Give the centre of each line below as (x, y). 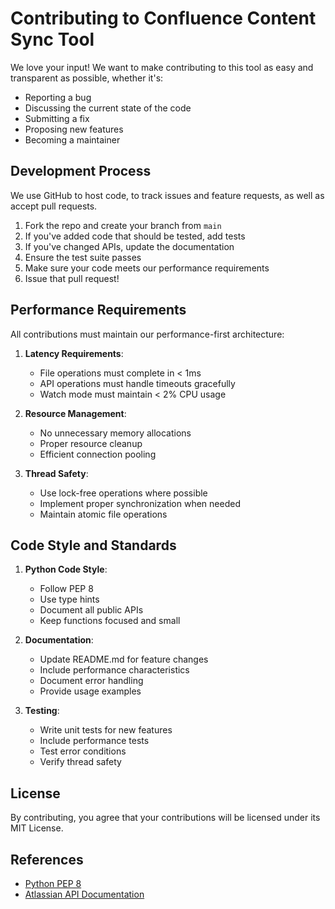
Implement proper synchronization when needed (140, 503)
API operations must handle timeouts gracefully (137, 383)
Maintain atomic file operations (103, 514)
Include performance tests (94, 741)
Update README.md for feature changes (124, 659)
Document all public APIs (91, 610)
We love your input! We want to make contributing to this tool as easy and (162, 67)
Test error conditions (83, 751)
